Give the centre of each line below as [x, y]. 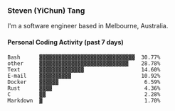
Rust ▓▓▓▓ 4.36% [84, 88]
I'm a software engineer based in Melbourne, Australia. [88, 26]
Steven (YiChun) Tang [46, 11]
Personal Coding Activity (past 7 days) [66, 42]
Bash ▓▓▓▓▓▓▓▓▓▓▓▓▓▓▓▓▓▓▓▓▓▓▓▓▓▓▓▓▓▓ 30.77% [84, 57]
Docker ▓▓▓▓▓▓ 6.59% [84, 82]
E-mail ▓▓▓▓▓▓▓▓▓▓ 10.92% [84, 76]
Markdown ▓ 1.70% [84, 100]
